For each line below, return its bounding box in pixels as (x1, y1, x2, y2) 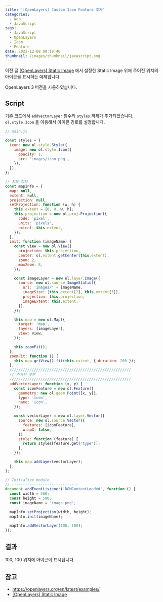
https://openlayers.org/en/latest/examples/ (12, 586, 100, 592)
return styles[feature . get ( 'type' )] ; (23, 441, 100, 446)
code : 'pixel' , (18, 216, 50, 221)
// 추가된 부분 (9, 372, 36, 377)
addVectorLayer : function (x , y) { (9, 381, 83, 386)
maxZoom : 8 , (18, 262, 43, 267)
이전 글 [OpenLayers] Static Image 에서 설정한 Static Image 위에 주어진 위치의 (5, 67, 159, 73)
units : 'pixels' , (18, 220, 54, 226)
